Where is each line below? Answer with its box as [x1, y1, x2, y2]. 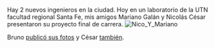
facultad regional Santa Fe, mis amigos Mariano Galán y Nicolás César [7, 13, 206, 21]
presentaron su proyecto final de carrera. [7, 20, 124, 28]
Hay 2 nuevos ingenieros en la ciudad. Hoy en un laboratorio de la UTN [7, 6, 208, 14]
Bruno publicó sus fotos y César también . [7, 33, 125, 41]
